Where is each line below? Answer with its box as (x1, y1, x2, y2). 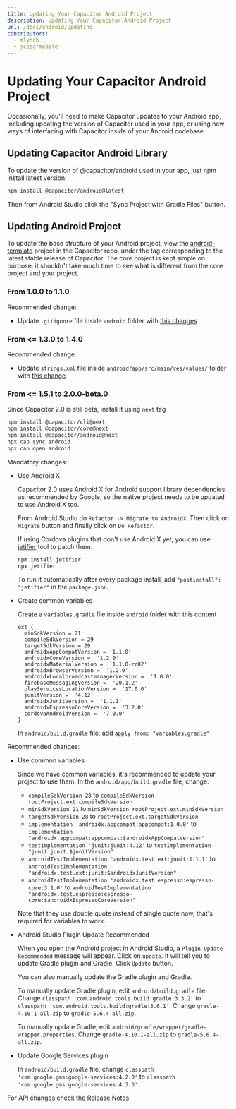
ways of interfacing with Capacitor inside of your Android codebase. (7, 126, 206, 135)
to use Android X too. (17, 500, 80, 508)
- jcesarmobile (13, 43, 58, 50)
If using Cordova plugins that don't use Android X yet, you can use (17, 534, 211, 544)
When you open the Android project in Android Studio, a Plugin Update (17, 944, 223, 953)
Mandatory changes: (7, 457, 68, 466)
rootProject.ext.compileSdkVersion (27, 798, 132, 805)
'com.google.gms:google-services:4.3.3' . (17, 1080, 139, 1089)
